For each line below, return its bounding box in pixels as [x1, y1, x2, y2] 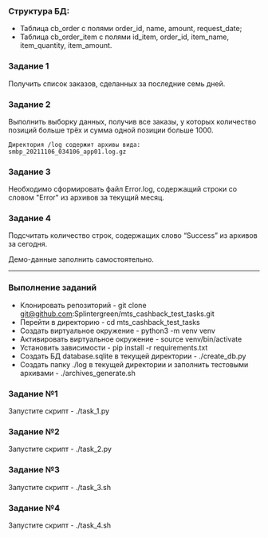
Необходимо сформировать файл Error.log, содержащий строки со [8, 184, 238, 194]
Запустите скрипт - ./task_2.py [8, 445, 112, 454]
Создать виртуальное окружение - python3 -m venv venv [19, 326, 215, 335]
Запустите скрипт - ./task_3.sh [8, 482, 112, 492]
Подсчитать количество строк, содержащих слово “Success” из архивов [8, 231, 258, 240]
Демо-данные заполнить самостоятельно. [8, 255, 154, 264]
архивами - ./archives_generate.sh [19, 368, 136, 378]
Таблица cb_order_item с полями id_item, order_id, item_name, [19, 32, 230, 42]
